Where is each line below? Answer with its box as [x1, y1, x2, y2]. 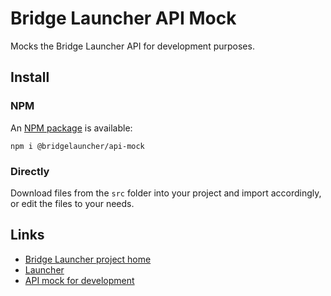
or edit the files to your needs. [10, 197, 135, 209]
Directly [10, 164, 50, 178]
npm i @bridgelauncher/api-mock [10, 141, 145, 151]
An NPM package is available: [10, 122, 133, 134]
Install [10, 69, 50, 86]
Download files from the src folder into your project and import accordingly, [10, 187, 322, 199]
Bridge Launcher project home [24, 253, 152, 265]
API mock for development [24, 274, 135, 286]
